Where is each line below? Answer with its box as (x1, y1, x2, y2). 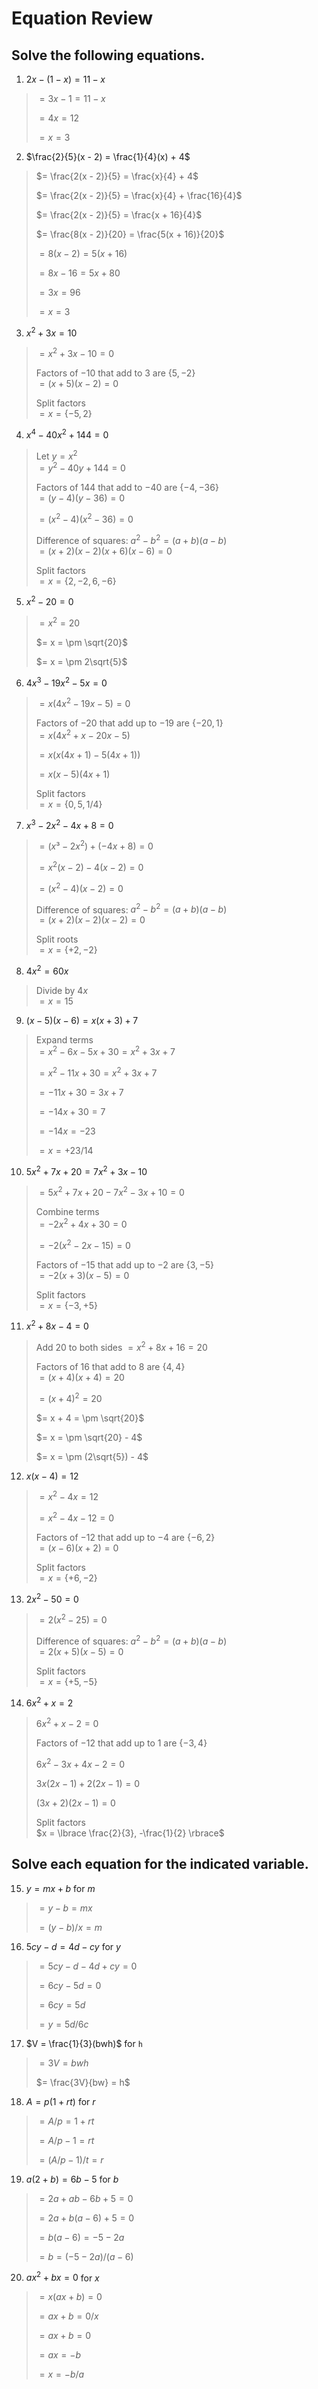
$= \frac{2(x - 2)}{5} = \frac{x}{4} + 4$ (35, 170, 199, 182)
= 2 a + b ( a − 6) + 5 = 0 (39, 2212, 135, 2224)
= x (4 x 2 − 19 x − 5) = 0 (39, 696, 131, 710)
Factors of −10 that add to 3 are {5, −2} (35, 367, 196, 379)
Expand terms (35, 1033, 94, 1046)
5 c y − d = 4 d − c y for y (25, 1940, 121, 1952)
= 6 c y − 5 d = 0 (39, 1979, 102, 1991)
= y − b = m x (39, 1902, 93, 1914)
